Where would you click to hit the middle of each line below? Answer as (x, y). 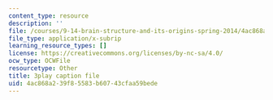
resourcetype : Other (43, 69)
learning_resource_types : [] (58, 46)
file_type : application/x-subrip (65, 38)
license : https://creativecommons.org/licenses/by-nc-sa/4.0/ (116, 53)
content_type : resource (49, 16)
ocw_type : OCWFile (39, 61)
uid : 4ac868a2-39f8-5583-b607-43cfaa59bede (83, 83)
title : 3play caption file (54, 76)
